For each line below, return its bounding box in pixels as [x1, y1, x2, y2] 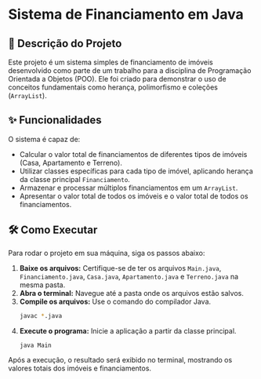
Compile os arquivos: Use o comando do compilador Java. [19, 297, 212, 306]
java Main [19, 341, 53, 349]
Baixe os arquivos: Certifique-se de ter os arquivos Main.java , [19, 263, 222, 272]
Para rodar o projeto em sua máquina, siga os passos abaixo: [8, 248, 205, 257]
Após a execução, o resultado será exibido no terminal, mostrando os [8, 355, 233, 365]
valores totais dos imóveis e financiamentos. [8, 363, 151, 374]
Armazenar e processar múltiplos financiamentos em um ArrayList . [19, 183, 238, 192]
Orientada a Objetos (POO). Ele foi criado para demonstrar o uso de [8, 75, 227, 83]
